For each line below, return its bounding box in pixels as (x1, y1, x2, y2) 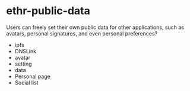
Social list (14, 79, 39, 86)
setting (14, 60, 32, 67)
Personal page (14, 73, 50, 80)
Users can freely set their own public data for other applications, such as (6, 24, 185, 31)
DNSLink (14, 47, 37, 54)
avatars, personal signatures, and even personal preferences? (6, 30, 158, 37)
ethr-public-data (6, 4, 90, 18)
